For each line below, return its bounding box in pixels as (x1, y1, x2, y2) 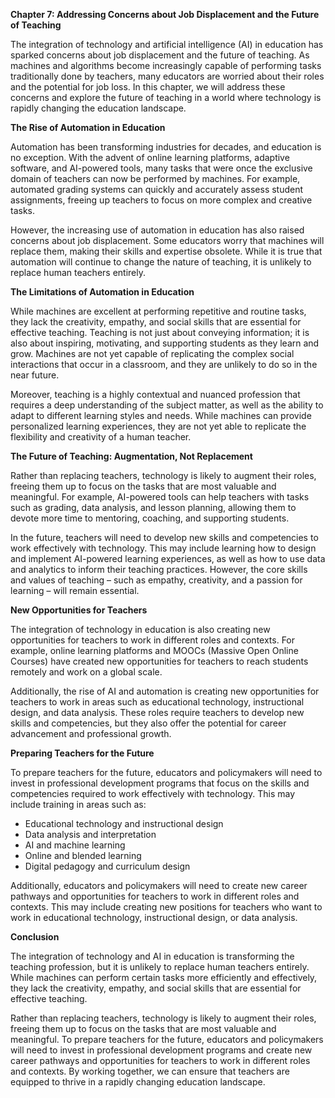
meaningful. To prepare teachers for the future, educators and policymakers (10, 1034, 324, 1045)
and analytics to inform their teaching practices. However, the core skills (10, 564, 308, 575)
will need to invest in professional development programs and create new (10, 1044, 313, 1056)
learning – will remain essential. (10, 585, 140, 596)
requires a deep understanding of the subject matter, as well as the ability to (10, 399, 324, 411)
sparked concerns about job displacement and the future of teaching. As (10, 49, 310, 61)
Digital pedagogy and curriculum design (24, 860, 191, 872)
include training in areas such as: (10, 799, 147, 810)
